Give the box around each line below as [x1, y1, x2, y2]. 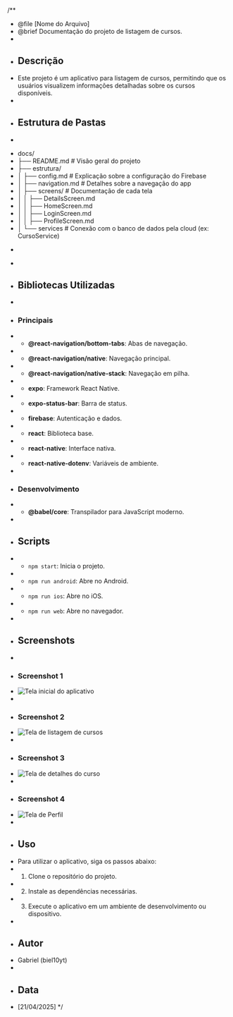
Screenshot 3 [17, 753, 65, 763]
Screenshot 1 [17, 671, 63, 681]
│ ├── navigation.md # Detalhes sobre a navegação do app [17, 179, 191, 188]
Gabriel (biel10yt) [17, 956, 68, 965]
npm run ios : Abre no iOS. [27, 592, 103, 600]
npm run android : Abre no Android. [27, 576, 129, 585]
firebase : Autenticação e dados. [27, 414, 122, 422]
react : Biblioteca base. [27, 429, 94, 437]
